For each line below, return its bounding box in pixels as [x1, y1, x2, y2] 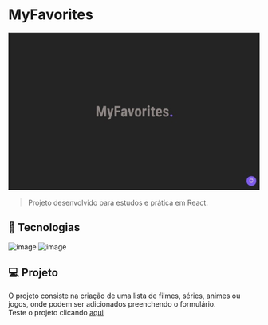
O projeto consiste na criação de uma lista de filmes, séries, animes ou [8, 291, 241, 300]
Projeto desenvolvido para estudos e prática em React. [27, 198, 209, 207]
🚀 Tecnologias [8, 221, 81, 234]
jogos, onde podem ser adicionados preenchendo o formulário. [8, 300, 216, 309]
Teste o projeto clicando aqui [8, 308, 104, 318]
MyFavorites [8, 6, 93, 24]
